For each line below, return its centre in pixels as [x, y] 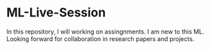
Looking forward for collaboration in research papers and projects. [101, 38]
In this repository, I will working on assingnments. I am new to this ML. [105, 32]
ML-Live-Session [56, 13]
